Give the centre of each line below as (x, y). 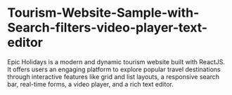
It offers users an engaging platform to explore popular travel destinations (114, 69)
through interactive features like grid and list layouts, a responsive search (114, 76)
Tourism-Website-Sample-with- (103, 13)
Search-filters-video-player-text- (108, 28)
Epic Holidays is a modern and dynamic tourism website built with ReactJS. (116, 61)
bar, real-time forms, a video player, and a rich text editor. (91, 84)
